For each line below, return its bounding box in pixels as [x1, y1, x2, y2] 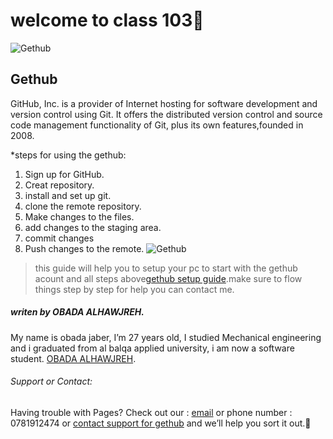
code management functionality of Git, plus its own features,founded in [10, 119, 304, 131]
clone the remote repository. [24, 200, 142, 212]
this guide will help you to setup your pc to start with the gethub [34, 262, 298, 274]
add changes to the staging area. [24, 221, 162, 233]
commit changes [24, 232, 95, 244]
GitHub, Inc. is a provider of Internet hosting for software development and [10, 97, 318, 109]
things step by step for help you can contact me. [34, 283, 235, 295]
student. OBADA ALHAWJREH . [10, 352, 137, 364]
